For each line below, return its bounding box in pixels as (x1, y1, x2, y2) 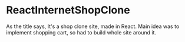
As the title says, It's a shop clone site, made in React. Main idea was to (6, 23, 180, 30)
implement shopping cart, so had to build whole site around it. (6, 29, 157, 36)
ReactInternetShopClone (6, 3, 131, 17)
